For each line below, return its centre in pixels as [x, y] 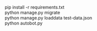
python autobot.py [24, 23]
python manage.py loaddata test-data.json [48, 18]
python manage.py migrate [32, 12]
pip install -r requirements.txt [34, 7]
